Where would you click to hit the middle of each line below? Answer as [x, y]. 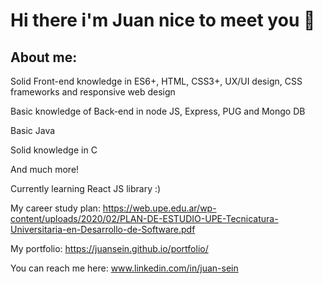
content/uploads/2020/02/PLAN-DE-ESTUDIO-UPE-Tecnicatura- [144, 218]
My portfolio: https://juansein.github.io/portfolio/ [109, 248]
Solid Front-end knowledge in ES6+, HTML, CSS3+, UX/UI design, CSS [156, 81]
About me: [44, 57]
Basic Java [33, 130]
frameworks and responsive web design [93, 92]
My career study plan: [55, 208]
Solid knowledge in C [54, 150]
